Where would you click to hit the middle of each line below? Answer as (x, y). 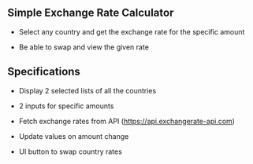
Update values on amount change (74, 136)
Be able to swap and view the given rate (84, 47)
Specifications (44, 72)
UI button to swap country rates (71, 151)
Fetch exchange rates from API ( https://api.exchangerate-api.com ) (127, 121)
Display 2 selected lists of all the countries (87, 90)
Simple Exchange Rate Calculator (91, 13)
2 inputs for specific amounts (66, 106)
